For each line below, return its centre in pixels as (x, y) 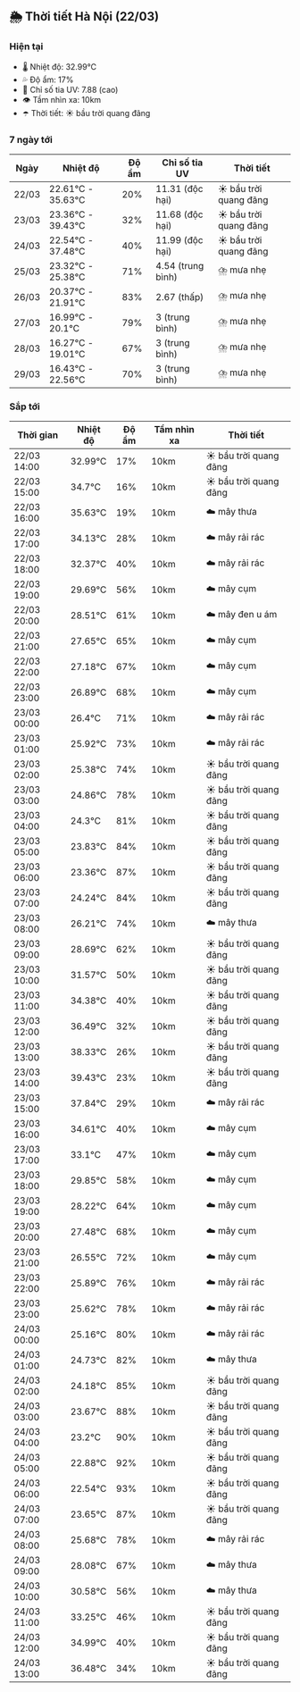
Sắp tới (25, 406)
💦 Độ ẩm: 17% (48, 80)
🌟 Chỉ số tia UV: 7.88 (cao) (70, 89)
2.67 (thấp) (179, 297)
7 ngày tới (31, 139)
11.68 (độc (179, 214)
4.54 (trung (180, 265)
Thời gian (38, 435)
